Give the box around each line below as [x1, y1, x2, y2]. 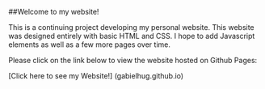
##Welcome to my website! [8, 7, 99, 16]
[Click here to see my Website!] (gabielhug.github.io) [8, 71, 184, 80]
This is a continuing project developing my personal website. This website [8, 23, 254, 32]
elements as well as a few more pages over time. [8, 40, 171, 49]
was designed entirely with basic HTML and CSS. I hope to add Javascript [8, 32, 255, 40]
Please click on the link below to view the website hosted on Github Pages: [8, 56, 258, 65]
